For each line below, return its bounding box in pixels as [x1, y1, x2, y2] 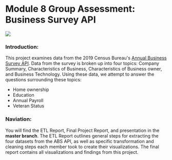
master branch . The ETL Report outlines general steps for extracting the [5, 132, 159, 139]
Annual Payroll [12, 98, 44, 104]
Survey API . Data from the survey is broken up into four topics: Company [5, 60, 159, 66]
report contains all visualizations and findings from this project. [5, 149, 139, 155]
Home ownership [12, 86, 49, 93]
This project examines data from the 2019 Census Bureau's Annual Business [5, 55, 167, 61]
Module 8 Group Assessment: [5, 3, 135, 15]
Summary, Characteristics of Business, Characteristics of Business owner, [5, 66, 162, 72]
